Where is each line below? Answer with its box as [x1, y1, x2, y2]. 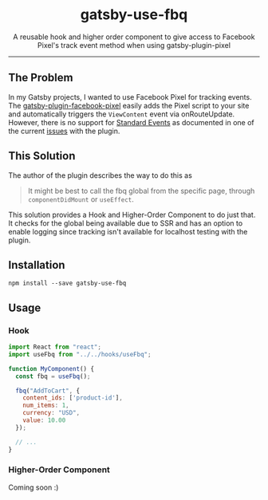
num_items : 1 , [22, 401, 69, 410]
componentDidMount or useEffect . [27, 194, 134, 204]
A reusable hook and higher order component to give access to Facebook [13, 32, 255, 41]
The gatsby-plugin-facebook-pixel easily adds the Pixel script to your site [8, 100, 250, 110]
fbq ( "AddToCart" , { [15, 387, 81, 395]
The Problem [8, 71, 73, 85]
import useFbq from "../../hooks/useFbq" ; [8, 350, 152, 358]
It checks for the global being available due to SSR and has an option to [8, 218, 243, 228]
